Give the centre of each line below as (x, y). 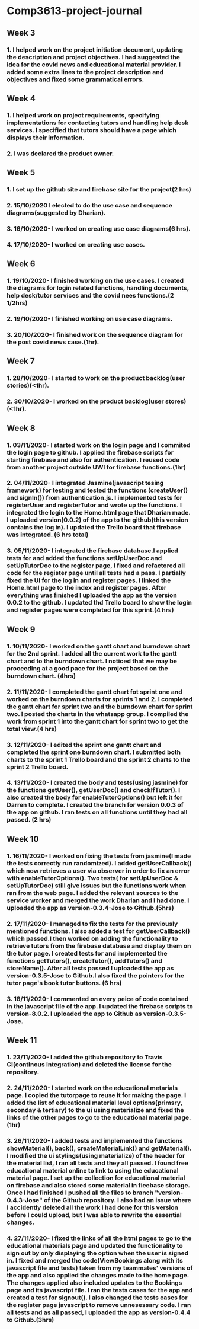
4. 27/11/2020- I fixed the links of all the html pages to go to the (99, 1238)
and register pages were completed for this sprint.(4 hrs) (90, 610)
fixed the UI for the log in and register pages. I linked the (89, 580)
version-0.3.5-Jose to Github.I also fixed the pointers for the (96, 975)
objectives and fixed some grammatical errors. (76, 79)
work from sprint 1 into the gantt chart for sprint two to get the (98, 721)
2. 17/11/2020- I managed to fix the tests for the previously (92, 924)
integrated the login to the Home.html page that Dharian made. (99, 513)
